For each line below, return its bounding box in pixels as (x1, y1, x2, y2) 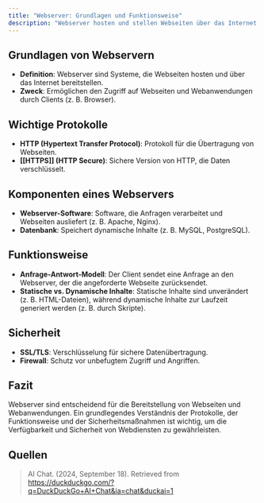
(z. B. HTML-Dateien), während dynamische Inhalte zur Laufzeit (19, 295, 228, 304)
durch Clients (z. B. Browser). (19, 95, 117, 104)
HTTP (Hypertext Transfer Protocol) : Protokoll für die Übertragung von (19, 139, 254, 149)
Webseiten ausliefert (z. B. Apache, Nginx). (19, 216, 161, 226)
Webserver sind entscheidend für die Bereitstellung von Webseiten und (8, 400, 241, 409)
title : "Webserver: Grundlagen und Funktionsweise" (8, 11, 182, 20)
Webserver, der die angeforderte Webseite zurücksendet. (19, 277, 209, 287)
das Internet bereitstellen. (19, 78, 104, 87)
